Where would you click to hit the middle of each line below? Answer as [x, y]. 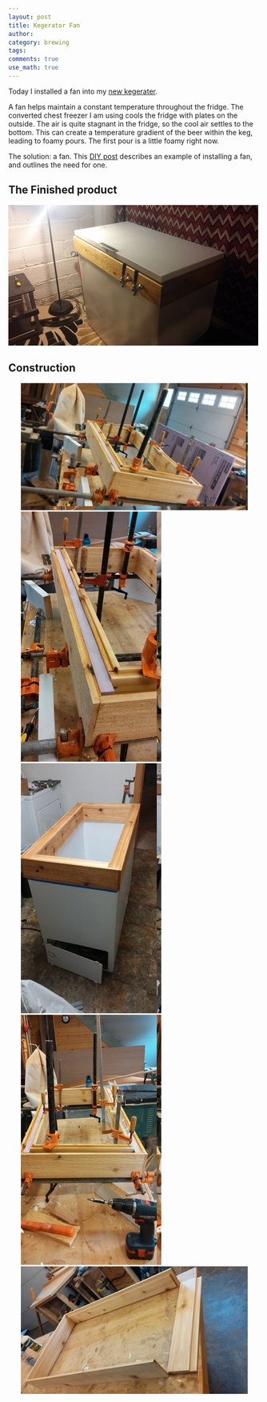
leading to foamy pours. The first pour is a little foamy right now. [114, 141]
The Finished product [63, 190]
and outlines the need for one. [58, 165]
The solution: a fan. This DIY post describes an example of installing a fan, [131, 156]
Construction [42, 368]
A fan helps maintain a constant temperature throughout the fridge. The [126, 106]
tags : [17, 51]
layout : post [30, 17]
